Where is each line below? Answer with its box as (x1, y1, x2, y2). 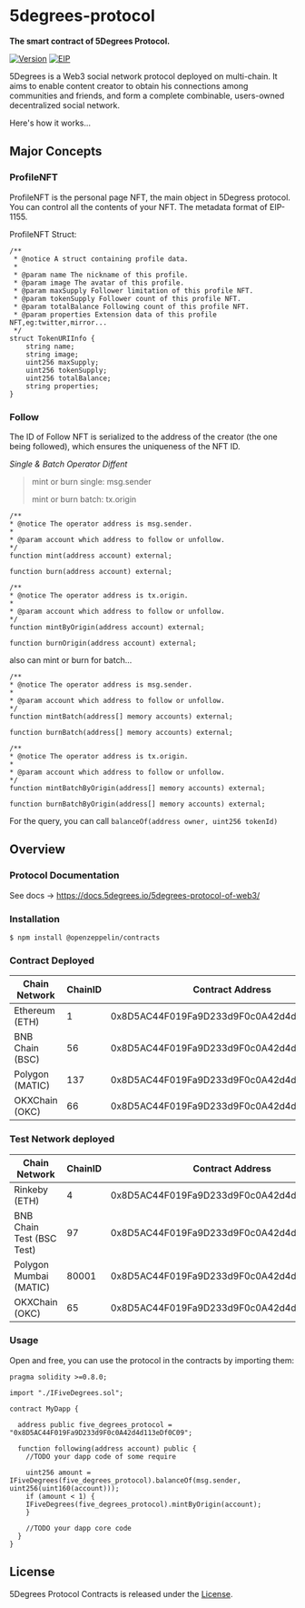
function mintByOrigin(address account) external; (9, 622, 205, 632)
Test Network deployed (9, 1133, 115, 1146)
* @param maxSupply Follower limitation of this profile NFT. (13, 286, 254, 296)
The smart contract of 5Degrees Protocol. (9, 35, 171, 46)
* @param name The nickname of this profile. (13, 270, 189, 279)
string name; (25, 342, 75, 351)
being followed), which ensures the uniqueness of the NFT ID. (9, 440, 241, 451)
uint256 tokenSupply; (25, 366, 107, 375)
